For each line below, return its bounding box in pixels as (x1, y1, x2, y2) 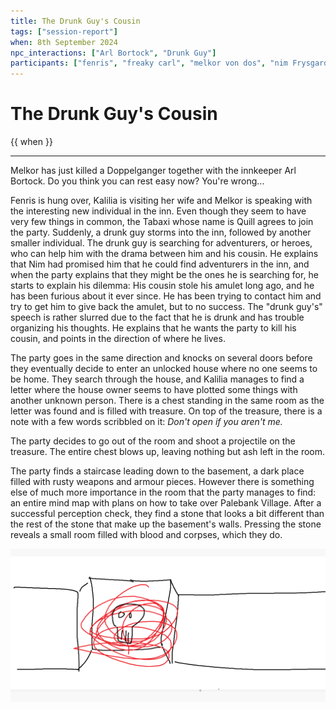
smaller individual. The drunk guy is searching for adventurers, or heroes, (10, 237, 313, 249)
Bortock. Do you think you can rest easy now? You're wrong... (10, 175, 265, 187)
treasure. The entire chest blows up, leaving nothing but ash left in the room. (10, 446, 326, 458)
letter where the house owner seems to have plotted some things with (10, 384, 298, 396)
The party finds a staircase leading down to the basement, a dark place (10, 465, 305, 477)
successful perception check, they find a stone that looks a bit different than (10, 508, 325, 520)
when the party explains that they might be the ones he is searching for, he (10, 269, 319, 281)
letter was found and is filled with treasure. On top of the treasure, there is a (10, 405, 323, 417)
